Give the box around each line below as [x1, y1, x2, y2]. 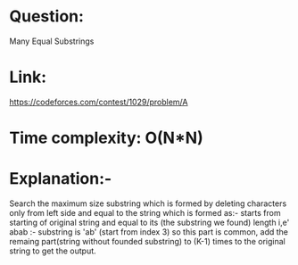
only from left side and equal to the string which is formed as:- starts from [9, 208, 281, 218]
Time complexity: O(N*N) [9, 128, 203, 148]
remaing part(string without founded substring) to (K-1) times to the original [9, 236, 286, 246]
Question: [9, 6, 85, 27]
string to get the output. [9, 245, 96, 256]
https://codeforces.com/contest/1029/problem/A [9, 96, 188, 107]
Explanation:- [9, 169, 112, 189]
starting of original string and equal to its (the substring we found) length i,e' [9, 217, 290, 228]
